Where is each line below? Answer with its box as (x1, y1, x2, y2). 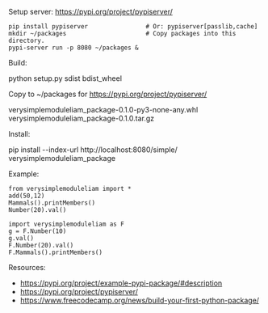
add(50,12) (8, 192, 45, 200)
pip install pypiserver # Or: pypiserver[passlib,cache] (8, 23, 258, 31)
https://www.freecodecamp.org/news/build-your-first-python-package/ (19, 295, 260, 305)
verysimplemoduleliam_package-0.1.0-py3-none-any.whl (8, 105, 199, 114)
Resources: (8, 263, 46, 272)
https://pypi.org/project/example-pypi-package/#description (19, 278, 223, 288)
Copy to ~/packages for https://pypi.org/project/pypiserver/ (8, 89, 207, 99)
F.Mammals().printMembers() (8, 248, 103, 256)
